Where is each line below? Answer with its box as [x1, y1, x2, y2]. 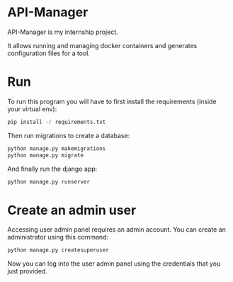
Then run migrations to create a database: [7, 131, 130, 140]
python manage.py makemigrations [7, 145, 106, 152]
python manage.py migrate [7, 152, 84, 159]
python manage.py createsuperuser [7, 247, 110, 254]
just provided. [7, 267, 47, 276]
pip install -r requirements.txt [7, 118, 106, 125]
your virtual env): [7, 104, 57, 113]
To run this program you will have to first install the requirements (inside [7, 97, 217, 106]
